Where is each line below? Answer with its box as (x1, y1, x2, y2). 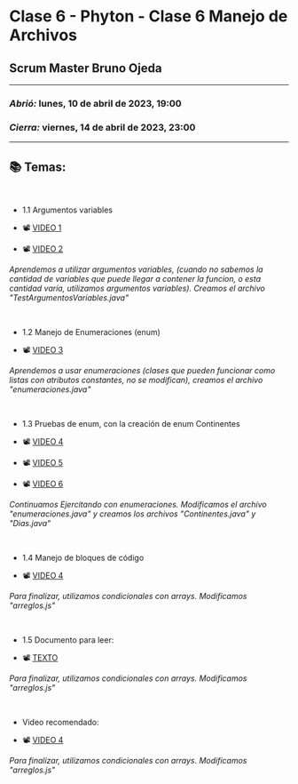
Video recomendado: (21, 717, 99, 728)
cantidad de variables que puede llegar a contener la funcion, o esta (9, 274, 262, 284)
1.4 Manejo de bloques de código (21, 553, 145, 564)
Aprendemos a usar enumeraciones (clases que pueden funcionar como (9, 365, 276, 376)
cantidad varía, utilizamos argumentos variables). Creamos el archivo (9, 283, 266, 294)
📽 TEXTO (21, 652, 59, 663)
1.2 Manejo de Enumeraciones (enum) (21, 327, 161, 338)
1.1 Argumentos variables (21, 204, 114, 215)
